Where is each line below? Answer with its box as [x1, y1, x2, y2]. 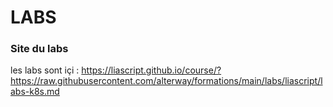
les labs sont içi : [10, 64, 80, 76]
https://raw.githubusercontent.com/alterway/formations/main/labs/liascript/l [10, 75, 323, 87]
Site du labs [10, 42, 69, 56]
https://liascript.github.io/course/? [81, 64, 222, 76]
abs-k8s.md [10, 86, 60, 98]
